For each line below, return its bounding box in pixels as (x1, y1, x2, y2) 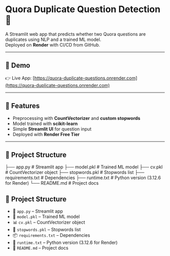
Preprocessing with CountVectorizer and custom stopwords (12, 115, 141, 121)
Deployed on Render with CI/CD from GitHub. (5, 41, 100, 48)
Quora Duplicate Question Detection (5, 4, 161, 15)
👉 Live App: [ (5, 75, 34, 81)
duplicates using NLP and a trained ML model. (5, 36, 102, 42)
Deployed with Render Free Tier (12, 131, 80, 137)
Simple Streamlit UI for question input (12, 125, 92, 132)
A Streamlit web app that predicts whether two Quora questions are (5, 31, 146, 37)
